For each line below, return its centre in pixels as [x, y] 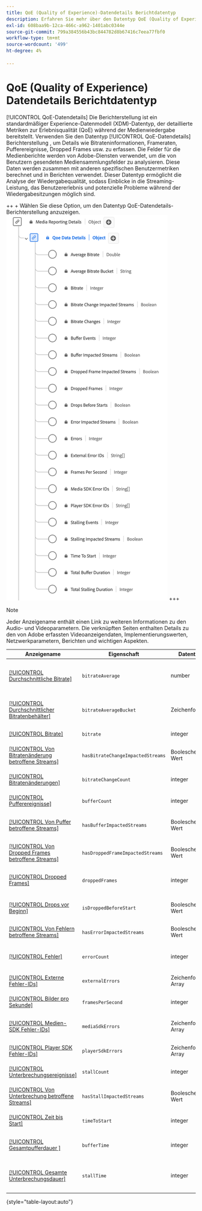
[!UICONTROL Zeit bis [36, 1117]
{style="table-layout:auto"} [40, 1201]
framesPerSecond [103, 1002]
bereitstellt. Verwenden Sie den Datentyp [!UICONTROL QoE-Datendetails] [99, 136]
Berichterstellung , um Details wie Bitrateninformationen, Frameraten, [92, 143]
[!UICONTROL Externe [36, 977]
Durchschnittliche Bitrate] [40, 679]
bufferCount [97, 801]
